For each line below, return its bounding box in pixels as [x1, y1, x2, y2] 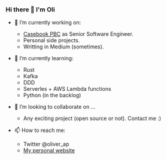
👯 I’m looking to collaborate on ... [14, 103, 96, 110]
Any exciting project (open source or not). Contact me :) [23, 115, 162, 122]
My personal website [23, 147, 75, 154]
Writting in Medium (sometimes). [23, 43, 104, 50]
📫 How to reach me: [14, 127, 66, 134]
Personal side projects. [23, 37, 80, 44]
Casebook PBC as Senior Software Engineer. [23, 30, 134, 38]
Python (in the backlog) [23, 92, 81, 99]
